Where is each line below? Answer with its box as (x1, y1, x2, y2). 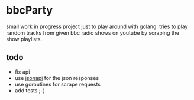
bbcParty (6, 4, 53, 17)
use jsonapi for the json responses (14, 74, 99, 81)
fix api (14, 68, 30, 75)
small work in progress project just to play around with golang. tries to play (6, 23, 188, 30)
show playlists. (6, 35, 43, 42)
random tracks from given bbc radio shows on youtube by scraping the (6, 29, 179, 36)
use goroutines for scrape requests (14, 81, 101, 88)
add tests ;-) (14, 86, 46, 94)
